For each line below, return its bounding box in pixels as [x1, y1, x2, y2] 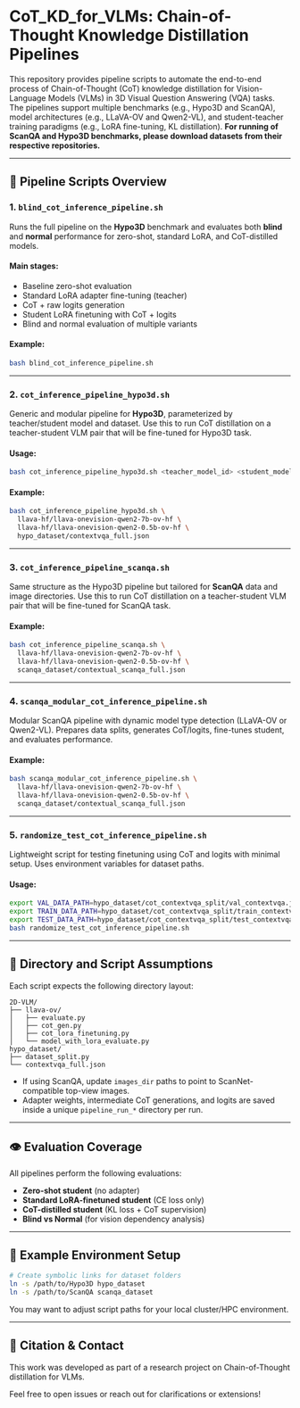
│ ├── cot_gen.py [9, 1021, 82, 1030]
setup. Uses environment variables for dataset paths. [9, 858, 204, 869]
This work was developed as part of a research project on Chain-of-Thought [9, 1362, 290, 1372]
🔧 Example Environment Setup [9, 1247, 181, 1263]
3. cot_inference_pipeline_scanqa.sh [9, 560, 170, 573]
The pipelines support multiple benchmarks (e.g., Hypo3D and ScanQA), [9, 102, 276, 112]
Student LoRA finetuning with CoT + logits [21, 309, 177, 319]
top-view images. [65, 1085, 130, 1096]
